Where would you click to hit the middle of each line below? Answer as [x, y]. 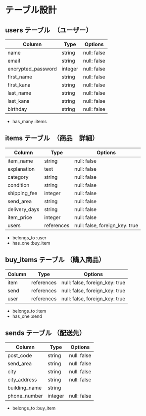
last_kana [19, 101]
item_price [20, 217]
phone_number [25, 396]
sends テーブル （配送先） [46, 333]
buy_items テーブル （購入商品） [55, 260]
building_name [25, 388]
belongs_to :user [29, 238]
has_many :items [29, 121]
